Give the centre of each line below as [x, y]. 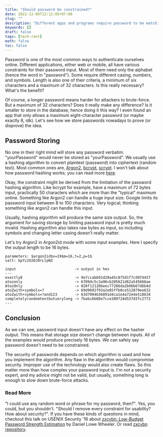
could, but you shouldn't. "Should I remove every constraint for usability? [78, 408]
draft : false [18, 32]
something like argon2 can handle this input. [49, 208]
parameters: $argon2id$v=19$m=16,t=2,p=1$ [49, 257]
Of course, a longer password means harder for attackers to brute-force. [78, 99]
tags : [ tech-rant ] [24, 37]
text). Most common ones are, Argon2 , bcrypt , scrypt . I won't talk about [77, 168]
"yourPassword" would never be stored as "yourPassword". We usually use [81, 158]
